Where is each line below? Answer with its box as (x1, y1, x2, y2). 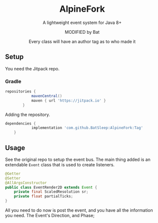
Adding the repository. (5, 111, 50, 117)
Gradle (5, 78, 22, 85)
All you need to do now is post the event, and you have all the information (5, 207, 153, 213)
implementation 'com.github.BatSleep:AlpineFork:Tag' (31, 126, 143, 131)
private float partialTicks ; (14, 194, 73, 199)
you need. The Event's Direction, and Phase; (5, 213, 95, 219)
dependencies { (5, 121, 36, 126)
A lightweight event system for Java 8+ (43, 20, 122, 25)
